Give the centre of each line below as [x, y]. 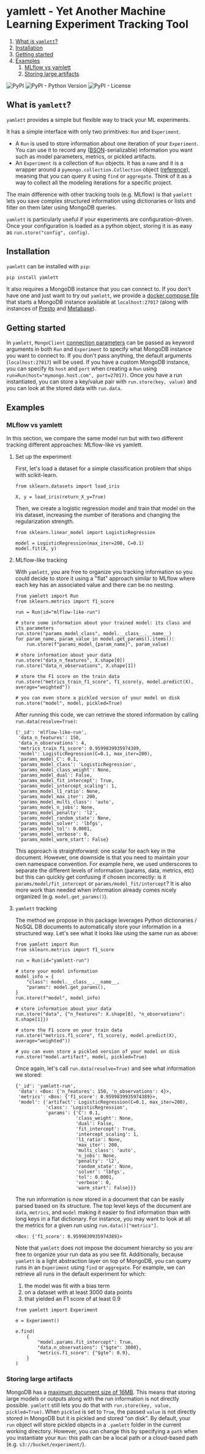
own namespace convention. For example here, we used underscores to [106, 864]
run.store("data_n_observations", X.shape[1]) [76, 666]
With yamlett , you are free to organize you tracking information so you [104, 571]
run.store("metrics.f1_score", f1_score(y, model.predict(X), [96, 1035]
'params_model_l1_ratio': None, [59, 791]
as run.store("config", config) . [48, 232]
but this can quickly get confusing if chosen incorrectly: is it [91, 876]
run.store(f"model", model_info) [58, 998]
